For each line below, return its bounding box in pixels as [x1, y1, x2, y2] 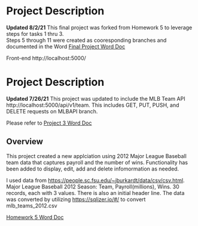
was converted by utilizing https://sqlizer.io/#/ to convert [6, 196, 146, 203]
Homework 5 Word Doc [6, 213, 64, 221]
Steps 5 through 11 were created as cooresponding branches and [6, 36, 167, 44]
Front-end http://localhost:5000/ [6, 54, 87, 61]
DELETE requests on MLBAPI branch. [6, 107, 98, 114]
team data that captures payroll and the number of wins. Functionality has [6, 159, 188, 166]
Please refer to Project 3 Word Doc [6, 119, 92, 126]
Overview [6, 137, 44, 147]
